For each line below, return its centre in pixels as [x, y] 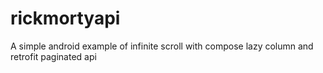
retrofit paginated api [53, 56]
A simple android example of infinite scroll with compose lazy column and [162, 46]
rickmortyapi [65, 18]
